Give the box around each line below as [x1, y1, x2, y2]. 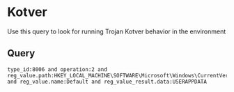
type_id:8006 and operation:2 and [7, 66, 108, 73]
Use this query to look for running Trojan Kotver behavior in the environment [7, 27, 226, 36]
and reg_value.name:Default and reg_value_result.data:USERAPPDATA [7, 78, 208, 85]
